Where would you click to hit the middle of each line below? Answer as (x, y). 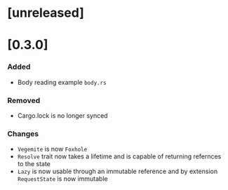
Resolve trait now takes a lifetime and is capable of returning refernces (119, 156)
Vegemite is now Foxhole (52, 149)
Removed (24, 100)
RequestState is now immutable (62, 179)
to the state (34, 164)
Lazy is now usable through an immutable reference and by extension (118, 171)
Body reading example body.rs (62, 82)
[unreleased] (46, 13)
